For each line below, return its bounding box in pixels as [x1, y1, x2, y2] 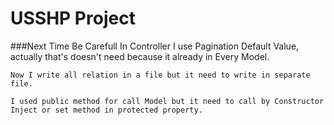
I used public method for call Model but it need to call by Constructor [10, 96, 325, 106]
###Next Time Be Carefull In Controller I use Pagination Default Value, [10, 40, 300, 52]
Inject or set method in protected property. [10, 105, 203, 115]
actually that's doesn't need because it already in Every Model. [10, 50, 270, 62]
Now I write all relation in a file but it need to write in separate [10, 70, 311, 80]
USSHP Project [10, 7, 136, 30]
